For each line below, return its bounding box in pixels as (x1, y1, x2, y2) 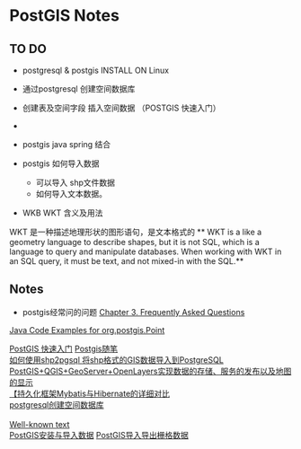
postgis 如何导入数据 (22, 158, 100, 169)
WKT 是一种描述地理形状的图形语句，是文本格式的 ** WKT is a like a (9, 226, 262, 237)
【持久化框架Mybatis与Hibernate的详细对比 (9, 388, 171, 399)
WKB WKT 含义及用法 (22, 207, 103, 218)
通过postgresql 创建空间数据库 (22, 84, 136, 94)
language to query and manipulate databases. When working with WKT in (9, 246, 282, 257)
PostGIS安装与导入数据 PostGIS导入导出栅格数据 (9, 429, 189, 440)
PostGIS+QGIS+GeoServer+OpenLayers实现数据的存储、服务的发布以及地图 (9, 365, 292, 376)
